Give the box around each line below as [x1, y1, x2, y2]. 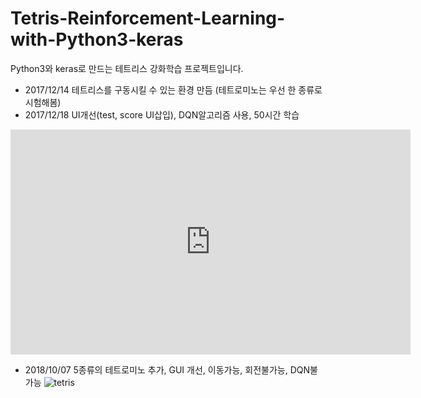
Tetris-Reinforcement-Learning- [10, 7, 286, 30]
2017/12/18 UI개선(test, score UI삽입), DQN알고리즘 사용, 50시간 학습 [24, 108, 300, 121]
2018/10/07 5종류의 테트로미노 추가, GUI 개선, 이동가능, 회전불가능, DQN [24, 363, 311, 376]
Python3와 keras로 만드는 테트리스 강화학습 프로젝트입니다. [10, 62, 244, 74]
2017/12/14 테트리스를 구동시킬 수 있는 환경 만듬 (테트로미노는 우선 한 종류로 [24, 83, 323, 96]
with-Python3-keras [10, 28, 184, 51]
